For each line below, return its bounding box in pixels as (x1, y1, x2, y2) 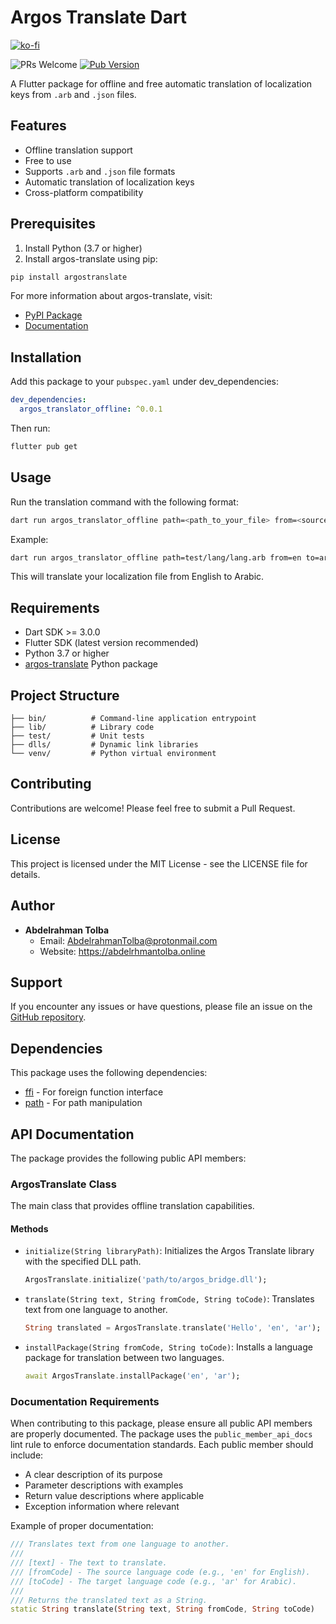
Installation (10, 349, 82, 366)
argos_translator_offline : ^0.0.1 (19, 404, 163, 415)
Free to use (24, 154, 72, 166)
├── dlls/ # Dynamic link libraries (10, 740, 199, 750)
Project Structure (10, 687, 120, 704)
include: (10, 1449, 44, 1461)
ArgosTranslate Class (10, 1177, 117, 1191)
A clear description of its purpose (24, 1469, 163, 1481)
